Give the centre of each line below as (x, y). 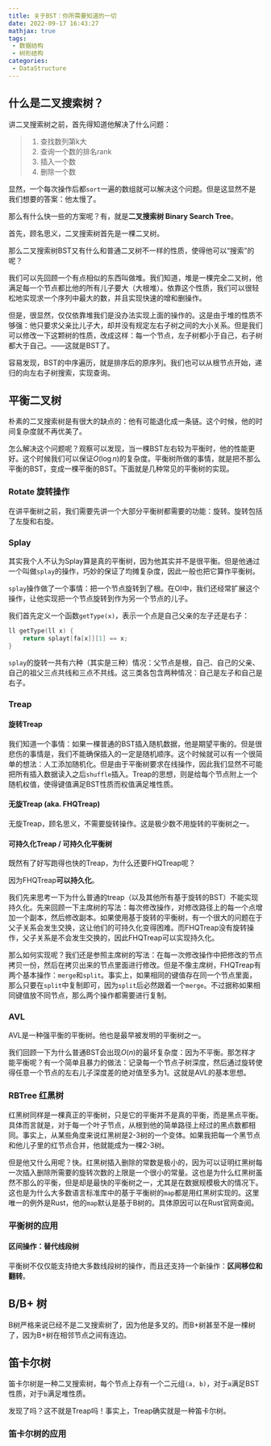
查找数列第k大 (63, 141)
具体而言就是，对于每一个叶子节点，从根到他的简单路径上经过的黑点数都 (128, 1124)
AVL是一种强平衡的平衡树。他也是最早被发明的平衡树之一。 (107, 1036)
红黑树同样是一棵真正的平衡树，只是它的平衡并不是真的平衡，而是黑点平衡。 (135, 1115)
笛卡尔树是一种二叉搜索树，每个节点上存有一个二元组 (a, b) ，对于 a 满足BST (134, 1384)
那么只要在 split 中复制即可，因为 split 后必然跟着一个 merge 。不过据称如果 (131, 986)
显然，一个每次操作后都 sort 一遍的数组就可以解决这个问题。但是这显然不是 (132, 189)
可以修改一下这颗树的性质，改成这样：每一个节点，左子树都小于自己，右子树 (135, 335)
